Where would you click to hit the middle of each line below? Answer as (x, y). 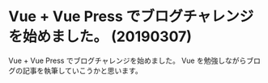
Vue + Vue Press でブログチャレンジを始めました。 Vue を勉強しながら (128, 60)
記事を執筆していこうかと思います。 (83, 70)
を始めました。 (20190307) (100, 37)
